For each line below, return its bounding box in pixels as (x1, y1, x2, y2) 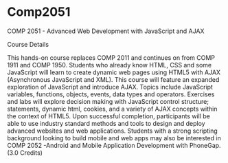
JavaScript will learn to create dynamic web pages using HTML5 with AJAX (7, 68, 221, 76)
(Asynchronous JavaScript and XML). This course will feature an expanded (7, 75, 220, 83)
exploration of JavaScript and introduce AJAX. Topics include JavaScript (7, 83, 213, 91)
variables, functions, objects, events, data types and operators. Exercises (7, 90, 215, 98)
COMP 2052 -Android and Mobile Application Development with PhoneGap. (7, 141, 221, 149)
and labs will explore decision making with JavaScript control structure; (7, 97, 209, 105)
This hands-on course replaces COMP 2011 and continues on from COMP (7, 53, 215, 62)
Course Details (7, 40, 49, 48)
